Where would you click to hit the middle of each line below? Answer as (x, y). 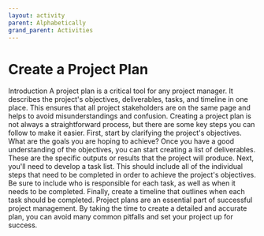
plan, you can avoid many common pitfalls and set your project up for (121, 217)
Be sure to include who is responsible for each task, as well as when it (122, 183)
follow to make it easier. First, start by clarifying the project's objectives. (125, 133)
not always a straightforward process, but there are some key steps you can (132, 125)
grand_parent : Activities (50, 30)
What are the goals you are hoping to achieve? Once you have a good (121, 141)
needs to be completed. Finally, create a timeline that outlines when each (127, 192)
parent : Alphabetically (47, 23)
